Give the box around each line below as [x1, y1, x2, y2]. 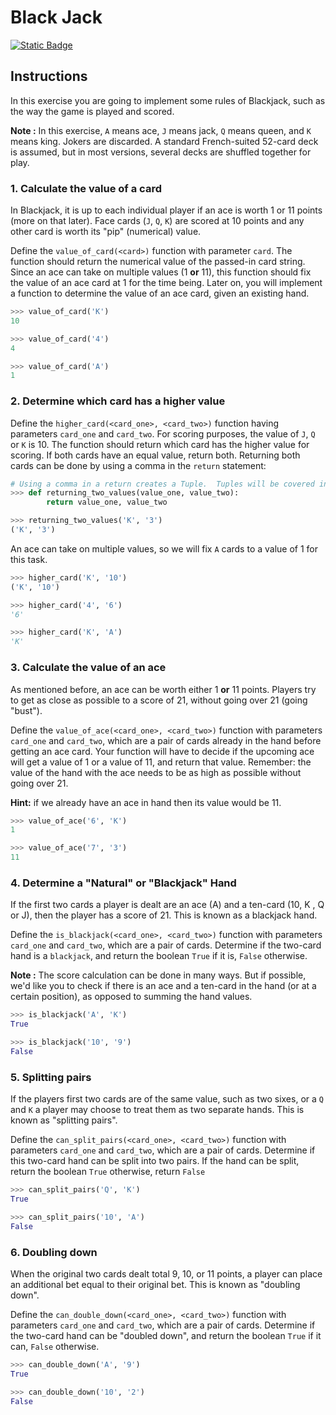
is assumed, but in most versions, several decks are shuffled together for [10, 146, 312, 158]
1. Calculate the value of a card [10, 181, 162, 195]
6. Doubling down [10, 1245, 98, 1259]
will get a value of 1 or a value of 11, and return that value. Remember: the [10, 756, 312, 768]
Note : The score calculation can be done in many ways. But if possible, [10, 969, 307, 981]
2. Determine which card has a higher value [10, 394, 226, 408]
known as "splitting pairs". [10, 1114, 118, 1126]
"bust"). [10, 704, 43, 716]
